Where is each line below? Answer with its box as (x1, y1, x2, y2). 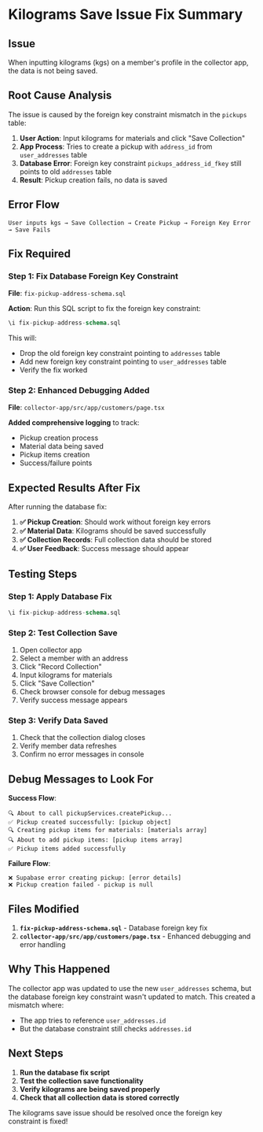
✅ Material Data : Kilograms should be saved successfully (19, 526, 206, 536)
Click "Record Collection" (19, 662, 102, 671)
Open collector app (19, 646, 82, 655)
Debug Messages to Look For (8, 772, 154, 786)
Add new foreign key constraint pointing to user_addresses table (19, 357, 227, 367)
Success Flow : (8, 794, 57, 803)
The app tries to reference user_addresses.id (19, 1015, 166, 1025)
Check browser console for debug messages (19, 687, 166, 697)
